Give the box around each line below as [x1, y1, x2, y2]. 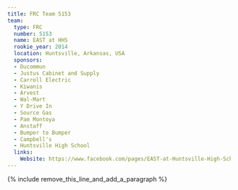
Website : [20, 155, 46, 163]
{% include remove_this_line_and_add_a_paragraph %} [7, 174, 168, 183]
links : [13, 149, 33, 156]
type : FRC [13, 23, 42, 30]
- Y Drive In [13, 103, 52, 110]
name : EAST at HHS [13, 37, 69, 44]
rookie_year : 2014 [13, 43, 69, 50]
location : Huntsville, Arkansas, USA [13, 50, 125, 57]
